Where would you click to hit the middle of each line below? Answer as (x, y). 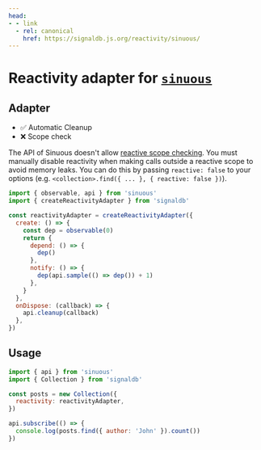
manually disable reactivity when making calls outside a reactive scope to (131, 162)
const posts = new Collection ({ (63, 394)
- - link (23, 23)
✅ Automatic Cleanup (56, 128)
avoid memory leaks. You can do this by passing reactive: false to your (130, 170)
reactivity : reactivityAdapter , (70, 402)
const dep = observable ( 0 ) (68, 230)
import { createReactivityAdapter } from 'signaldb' (99, 201)
